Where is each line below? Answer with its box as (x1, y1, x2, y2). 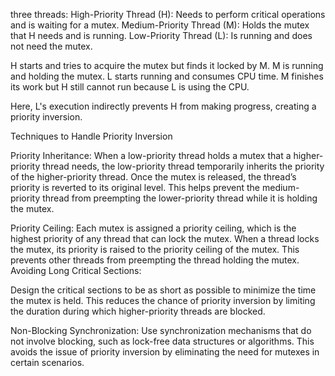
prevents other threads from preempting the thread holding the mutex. (10, 254, 300, 266)
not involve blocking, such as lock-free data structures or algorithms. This (10, 335, 315, 347)
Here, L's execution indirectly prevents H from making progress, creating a (10, 100, 317, 112)
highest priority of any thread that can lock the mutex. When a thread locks (10, 233, 320, 244)
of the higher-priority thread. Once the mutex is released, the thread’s (10, 171, 297, 183)
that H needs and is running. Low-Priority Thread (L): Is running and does (10, 30, 313, 41)
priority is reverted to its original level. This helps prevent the (10, 182, 261, 193)
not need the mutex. (10, 40, 93, 52)
